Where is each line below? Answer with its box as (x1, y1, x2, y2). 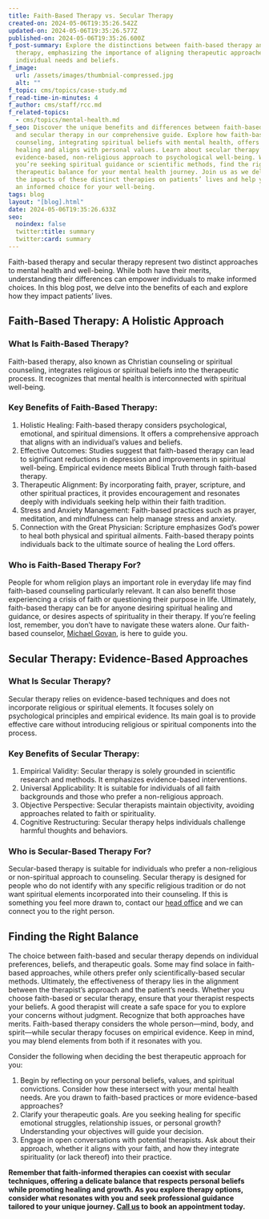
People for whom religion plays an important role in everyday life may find (8, 577, 252, 587)
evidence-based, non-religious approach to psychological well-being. (15, 153, 256, 161)
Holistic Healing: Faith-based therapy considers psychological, (19, 420, 227, 429)
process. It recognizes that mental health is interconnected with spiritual (8, 373, 247, 383)
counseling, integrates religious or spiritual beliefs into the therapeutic (8, 365, 239, 375)
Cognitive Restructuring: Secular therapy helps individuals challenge (19, 818, 246, 827)
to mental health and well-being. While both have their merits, (8, 265, 212, 275)
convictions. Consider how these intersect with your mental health (19, 1084, 239, 1094)
